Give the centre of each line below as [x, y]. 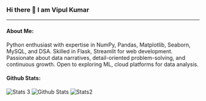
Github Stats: [24, 78]
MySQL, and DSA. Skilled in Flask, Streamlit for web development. [90, 51]
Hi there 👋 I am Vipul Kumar [48, 10]
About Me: [20, 31]
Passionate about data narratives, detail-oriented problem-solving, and [96, 58]
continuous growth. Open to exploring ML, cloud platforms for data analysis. [103, 64]
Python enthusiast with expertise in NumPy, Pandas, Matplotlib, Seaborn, [99, 45]
